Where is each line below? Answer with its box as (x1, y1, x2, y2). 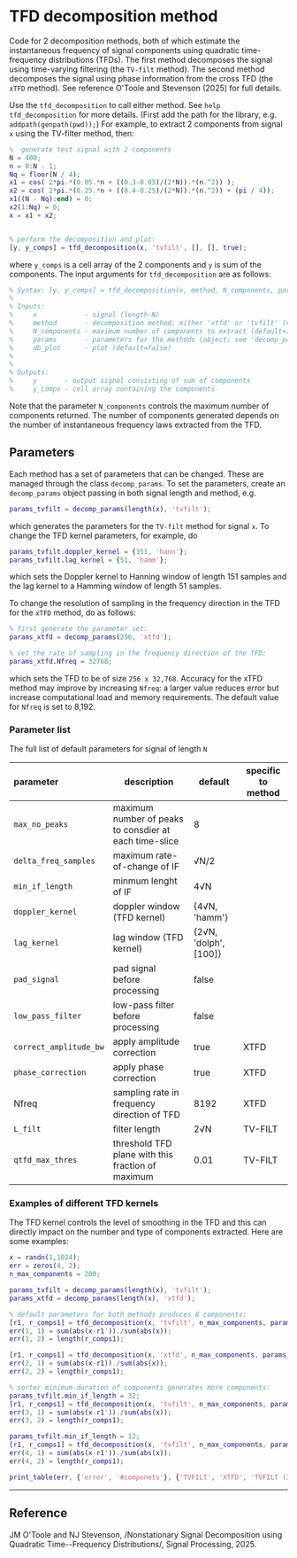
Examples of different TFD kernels (9, 1197, 159, 1210)
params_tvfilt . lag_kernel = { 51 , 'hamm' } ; (9, 556, 168, 565)
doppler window (112, 900, 180, 913)
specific (246, 765, 281, 777)
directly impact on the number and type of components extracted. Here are (9, 1227, 284, 1237)
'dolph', (193, 937, 225, 949)
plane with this (112, 1149, 174, 1161)
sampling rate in (112, 1087, 179, 1099)
